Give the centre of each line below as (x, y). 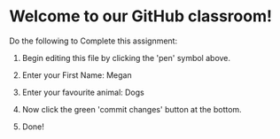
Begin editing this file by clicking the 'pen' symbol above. (126, 58)
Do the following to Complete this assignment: (93, 41)
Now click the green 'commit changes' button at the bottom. (132, 109)
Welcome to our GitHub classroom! (141, 16)
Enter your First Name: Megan (77, 75)
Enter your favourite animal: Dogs (83, 92)
